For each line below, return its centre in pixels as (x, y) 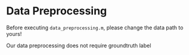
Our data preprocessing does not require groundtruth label (79, 45)
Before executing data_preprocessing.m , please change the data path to (95, 27)
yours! (14, 33)
